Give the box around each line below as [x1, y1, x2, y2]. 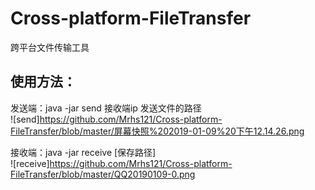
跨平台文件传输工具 [10, 41, 90, 53]
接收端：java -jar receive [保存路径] [10, 146, 157, 158]
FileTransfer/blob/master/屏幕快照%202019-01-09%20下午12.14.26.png [10, 125, 305, 137]
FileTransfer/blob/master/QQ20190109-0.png [10, 168, 196, 180]
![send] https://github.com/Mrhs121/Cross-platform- [10, 113, 223, 125]
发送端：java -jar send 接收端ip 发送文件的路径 [10, 102, 202, 114]
